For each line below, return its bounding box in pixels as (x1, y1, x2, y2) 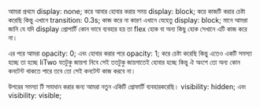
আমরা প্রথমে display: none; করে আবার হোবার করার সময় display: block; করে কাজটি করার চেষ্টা (8, 7, 246, 16)
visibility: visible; (8, 91, 61, 100)
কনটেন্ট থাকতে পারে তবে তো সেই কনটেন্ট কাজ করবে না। (8, 67, 136, 75)
